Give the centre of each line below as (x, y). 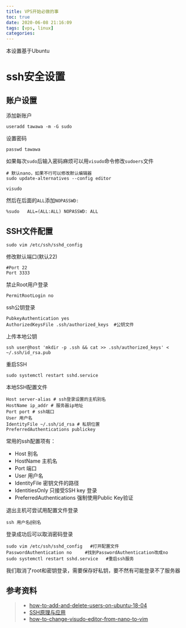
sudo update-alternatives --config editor (59, 179)
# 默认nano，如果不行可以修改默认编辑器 (49, 173)
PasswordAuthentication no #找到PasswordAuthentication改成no (87, 552)
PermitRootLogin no (30, 295)
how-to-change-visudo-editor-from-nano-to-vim (89, 619)
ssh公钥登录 (21, 307)
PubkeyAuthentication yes (38, 318)
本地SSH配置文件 (27, 387)
